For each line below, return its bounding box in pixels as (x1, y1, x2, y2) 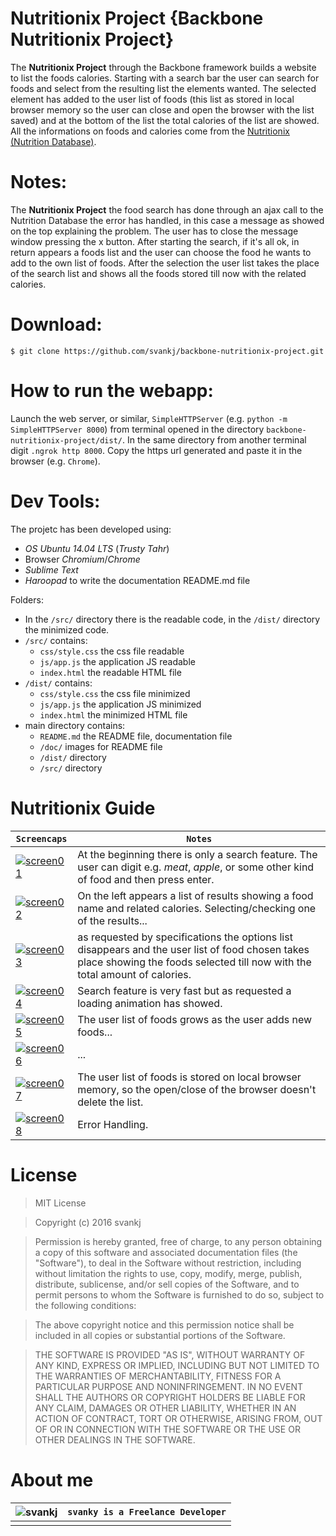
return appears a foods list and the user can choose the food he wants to (10, 246, 312, 258)
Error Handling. (77, 1117, 149, 1131)
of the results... (77, 913, 148, 927)
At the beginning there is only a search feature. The (77, 847, 318, 861)
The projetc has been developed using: (10, 523, 172, 535)
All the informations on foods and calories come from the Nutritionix (10, 125, 290, 137)
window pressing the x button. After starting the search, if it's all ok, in (10, 235, 300, 247)
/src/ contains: (24, 634, 88, 646)
